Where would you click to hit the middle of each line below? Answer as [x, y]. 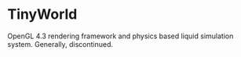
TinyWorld [42, 14]
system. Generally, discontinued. [60, 44]
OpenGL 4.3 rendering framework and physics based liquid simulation [120, 36]
